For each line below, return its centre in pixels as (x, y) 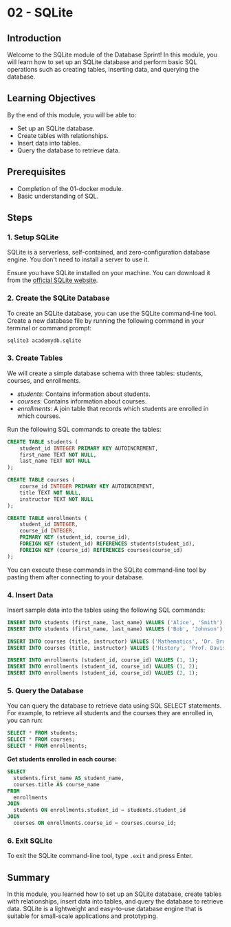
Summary (29, 877)
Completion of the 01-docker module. (70, 188)
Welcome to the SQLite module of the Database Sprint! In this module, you (112, 54)
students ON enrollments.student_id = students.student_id (100, 810)
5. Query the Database (45, 691)
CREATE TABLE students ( (43, 442)
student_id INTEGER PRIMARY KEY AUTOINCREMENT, (89, 448)
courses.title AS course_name (56, 784)
